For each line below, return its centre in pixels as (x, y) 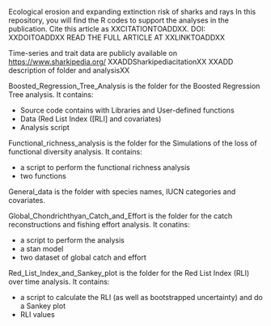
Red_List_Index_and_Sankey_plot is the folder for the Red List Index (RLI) (129, 273)
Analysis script (45, 127)
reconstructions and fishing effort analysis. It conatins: (99, 224)
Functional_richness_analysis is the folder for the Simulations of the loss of (133, 143)
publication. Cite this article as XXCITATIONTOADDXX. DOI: (107, 29)
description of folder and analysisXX (69, 70)
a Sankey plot (43, 306)
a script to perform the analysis (72, 240)
